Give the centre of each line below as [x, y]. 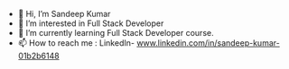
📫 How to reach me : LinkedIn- [76, 43]
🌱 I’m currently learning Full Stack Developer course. [116, 33]
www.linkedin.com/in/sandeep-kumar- [208, 43]
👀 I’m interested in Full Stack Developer [91, 23]
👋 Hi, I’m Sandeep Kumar [64, 14]
